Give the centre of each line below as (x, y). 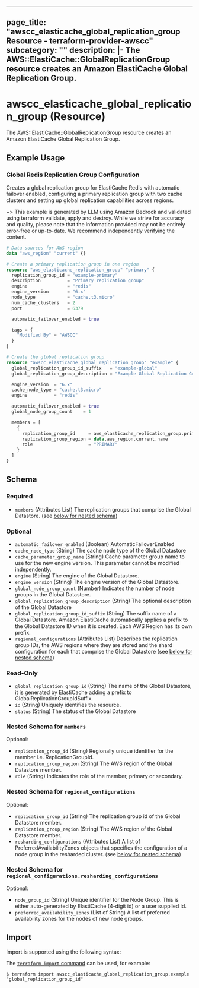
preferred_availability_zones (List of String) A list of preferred (92, 913)
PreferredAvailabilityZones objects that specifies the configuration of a (101, 848)
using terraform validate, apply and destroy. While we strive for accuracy (95, 218)
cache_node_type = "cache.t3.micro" (57, 390)
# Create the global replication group (55, 357)
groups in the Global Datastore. (53, 594)
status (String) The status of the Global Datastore (75, 711)
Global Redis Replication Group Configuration (73, 175)
